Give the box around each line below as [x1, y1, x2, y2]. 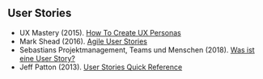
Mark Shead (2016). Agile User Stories [19, 36, 147, 46]
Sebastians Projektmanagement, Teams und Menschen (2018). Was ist [19, 44, 256, 55]
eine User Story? [19, 53, 76, 63]
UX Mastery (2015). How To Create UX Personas [19, 27, 181, 37]
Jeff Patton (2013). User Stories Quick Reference [19, 62, 183, 72]
